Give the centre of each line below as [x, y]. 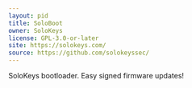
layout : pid [28, 16]
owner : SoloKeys [35, 30]
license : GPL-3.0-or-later [54, 38]
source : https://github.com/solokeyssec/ [79, 53]
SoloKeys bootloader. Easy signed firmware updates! [96, 76]
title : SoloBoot [35, 23]
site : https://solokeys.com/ [57, 46]
